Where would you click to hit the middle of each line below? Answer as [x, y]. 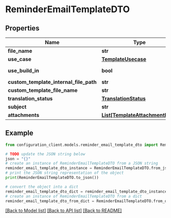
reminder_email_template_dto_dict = [44, 192]
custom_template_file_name [43, 90]
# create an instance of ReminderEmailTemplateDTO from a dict [74, 196]
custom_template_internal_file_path [52, 82]
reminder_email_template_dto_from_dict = [50, 201]
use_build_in [23, 71]
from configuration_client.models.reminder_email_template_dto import [82, 145]
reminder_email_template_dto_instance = [49, 168]
